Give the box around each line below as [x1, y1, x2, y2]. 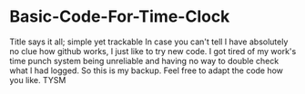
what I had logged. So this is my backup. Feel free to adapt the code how [9, 65, 284, 76]
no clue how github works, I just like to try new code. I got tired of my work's [9, 45, 297, 56]
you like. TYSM [9, 74, 66, 85]
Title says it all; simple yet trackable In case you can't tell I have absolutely [9, 36, 289, 47]
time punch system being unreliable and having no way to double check [9, 55, 280, 66]
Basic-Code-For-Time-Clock [9, 6, 230, 27]
